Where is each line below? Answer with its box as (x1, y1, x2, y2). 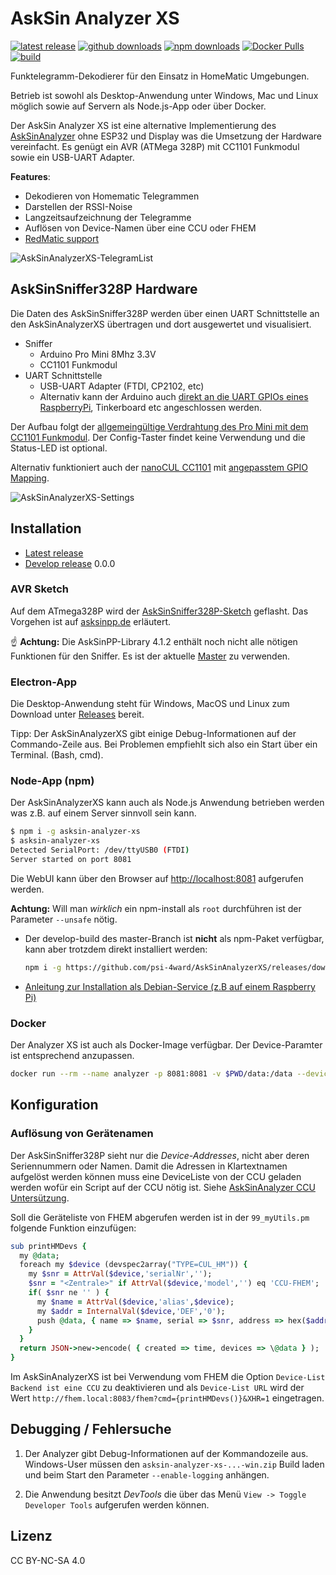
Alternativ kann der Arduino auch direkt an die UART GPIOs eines (39, 390, 309, 402)
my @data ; (19, 1250, 60, 1261)
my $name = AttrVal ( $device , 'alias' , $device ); (36, 1297, 235, 1307)
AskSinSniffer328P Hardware (10, 281, 198, 298)
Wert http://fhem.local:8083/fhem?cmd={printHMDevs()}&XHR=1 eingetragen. (10, 1392, 325, 1404)
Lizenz (10, 1528, 53, 1545)
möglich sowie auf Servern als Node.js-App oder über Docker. (10, 100, 267, 112)
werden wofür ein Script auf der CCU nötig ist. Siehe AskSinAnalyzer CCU (10, 1181, 316, 1193)
